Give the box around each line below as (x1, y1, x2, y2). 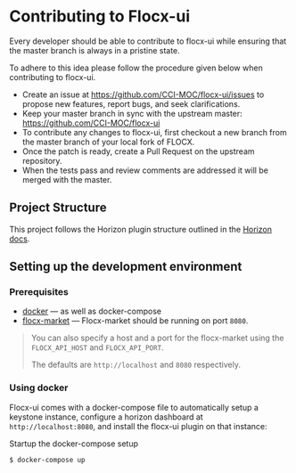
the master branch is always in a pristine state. (9, 45, 180, 55)
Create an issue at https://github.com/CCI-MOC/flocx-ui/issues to (21, 89, 265, 100)
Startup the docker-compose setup (9, 438, 139, 449)
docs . (9, 233, 30, 244)
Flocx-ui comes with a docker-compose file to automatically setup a (9, 402, 259, 412)
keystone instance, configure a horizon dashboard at (9, 412, 203, 422)
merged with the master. (21, 174, 112, 184)
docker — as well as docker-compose (21, 306, 162, 317)
